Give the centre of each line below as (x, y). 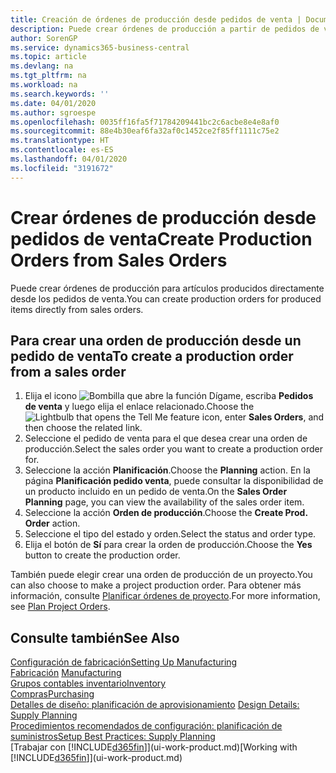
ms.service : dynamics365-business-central (100, 47)
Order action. (52, 523)
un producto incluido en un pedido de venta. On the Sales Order (156, 492)
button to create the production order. (102, 555)
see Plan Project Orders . (60, 607)
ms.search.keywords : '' (60, 94)
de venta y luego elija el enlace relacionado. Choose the (139, 407)
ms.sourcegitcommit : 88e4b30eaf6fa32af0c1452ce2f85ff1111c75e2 (145, 131)
